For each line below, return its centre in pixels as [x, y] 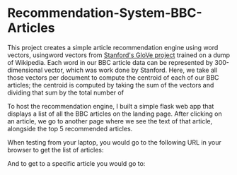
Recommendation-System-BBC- [105, 13]
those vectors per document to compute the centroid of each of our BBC [113, 77]
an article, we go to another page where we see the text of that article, [110, 121]
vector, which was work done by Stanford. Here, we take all [131, 70]
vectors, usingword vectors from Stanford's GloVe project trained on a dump [119, 55]
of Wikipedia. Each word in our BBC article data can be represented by [110, 62]
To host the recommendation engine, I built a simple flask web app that [111, 106]
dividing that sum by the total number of [66, 92]
